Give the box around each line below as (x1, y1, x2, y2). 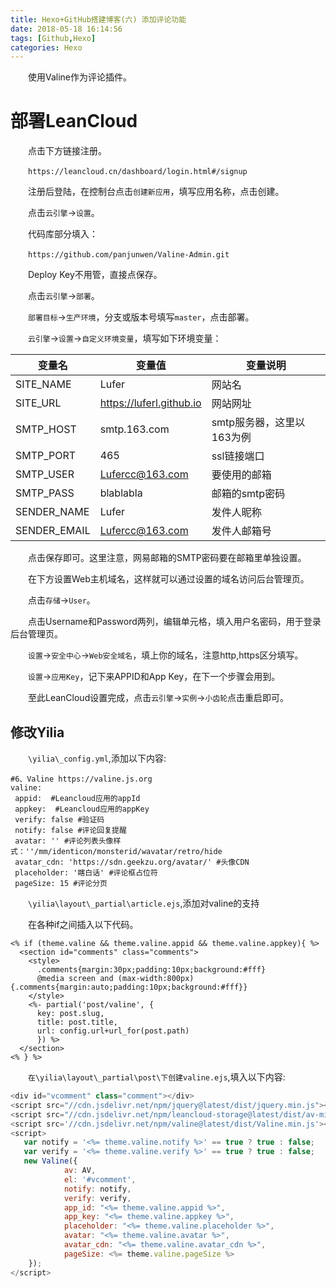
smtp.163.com (99, 422, 170, 436)
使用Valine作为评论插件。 (28, 71, 133, 83)
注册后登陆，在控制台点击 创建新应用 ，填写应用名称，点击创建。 (28, 186, 285, 198)
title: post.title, (36, 1017, 118, 1027)
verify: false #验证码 (14, 815, 105, 825)
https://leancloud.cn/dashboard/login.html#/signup (28, 167, 248, 177)
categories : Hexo (10, 42, 83, 53)
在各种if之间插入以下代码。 (28, 919, 139, 930)
